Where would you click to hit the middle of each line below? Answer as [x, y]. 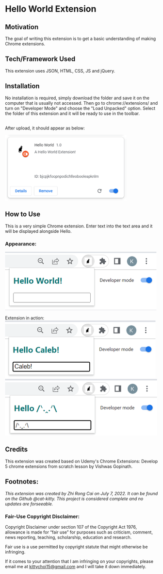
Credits [16, 450]
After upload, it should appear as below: [45, 128]
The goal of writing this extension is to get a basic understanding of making [81, 38]
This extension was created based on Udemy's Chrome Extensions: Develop [81, 461]
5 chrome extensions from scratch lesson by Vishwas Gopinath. [69, 466]
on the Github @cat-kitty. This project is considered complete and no [74, 499]
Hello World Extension [51, 9]
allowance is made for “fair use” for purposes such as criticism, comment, [79, 532]
